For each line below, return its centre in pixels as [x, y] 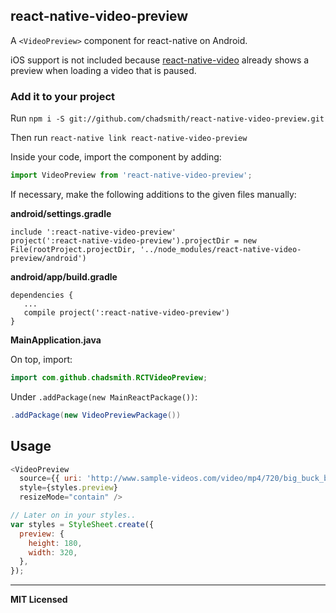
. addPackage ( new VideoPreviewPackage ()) [96, 415]
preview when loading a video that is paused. [103, 70]
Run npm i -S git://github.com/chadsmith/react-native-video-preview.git [167, 118]
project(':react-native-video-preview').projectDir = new [133, 240]
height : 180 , [55, 543]
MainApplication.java [56, 340]
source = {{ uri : [51, 479]
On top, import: [41, 359]
